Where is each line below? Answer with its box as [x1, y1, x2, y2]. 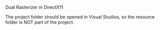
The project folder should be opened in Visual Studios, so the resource [5, 14, 155, 19]
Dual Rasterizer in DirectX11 [5, 4, 63, 10]
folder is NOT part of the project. [5, 19, 74, 25]
